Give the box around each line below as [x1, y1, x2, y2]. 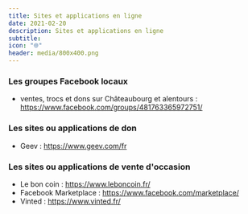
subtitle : [8, 34, 42, 43]
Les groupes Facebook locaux [8, 76, 129, 87]
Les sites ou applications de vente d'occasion [8, 161, 191, 172]
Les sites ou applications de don [8, 122, 137, 134]
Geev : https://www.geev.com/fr [19, 141, 127, 150]
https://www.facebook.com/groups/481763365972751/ [19, 102, 203, 113]
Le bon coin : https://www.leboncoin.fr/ [19, 179, 151, 189]
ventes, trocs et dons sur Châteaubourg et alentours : [19, 94, 198, 104]
